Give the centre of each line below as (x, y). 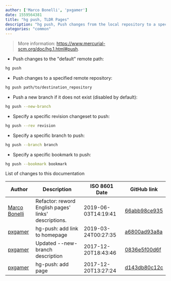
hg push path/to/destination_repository (49, 87)
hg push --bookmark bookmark (36, 164)
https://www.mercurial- (81, 43)
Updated (46, 243)
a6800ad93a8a (144, 232)
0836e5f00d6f (143, 250)
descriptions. (51, 220)
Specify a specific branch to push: (49, 135)
